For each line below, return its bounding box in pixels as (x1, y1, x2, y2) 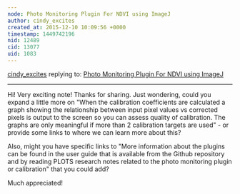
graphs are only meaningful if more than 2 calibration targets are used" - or (7, 121, 229, 129)
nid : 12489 (7, 37, 40, 44)
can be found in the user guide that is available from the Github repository (7, 149, 225, 158)
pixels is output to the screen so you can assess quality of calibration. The (7, 113, 226, 121)
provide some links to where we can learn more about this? (7, 128, 181, 136)
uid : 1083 (7, 51, 37, 58)
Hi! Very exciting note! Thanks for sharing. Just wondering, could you (7, 90, 211, 98)
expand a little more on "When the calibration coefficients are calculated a (7, 98, 226, 106)
